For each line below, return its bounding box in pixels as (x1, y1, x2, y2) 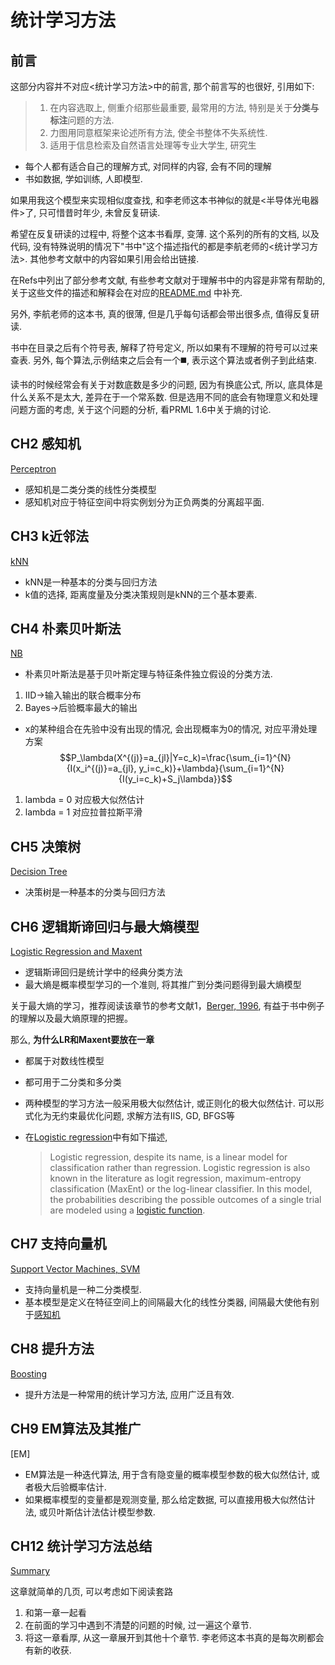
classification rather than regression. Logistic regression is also (49, 1162, 311, 1174)
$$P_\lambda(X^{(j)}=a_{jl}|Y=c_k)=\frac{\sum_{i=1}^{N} (59, 752, 292, 764)
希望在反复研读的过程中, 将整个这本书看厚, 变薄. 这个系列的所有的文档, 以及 (10, 228, 320, 240)
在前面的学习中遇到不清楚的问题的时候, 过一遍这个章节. (24, 1619, 252, 1631)
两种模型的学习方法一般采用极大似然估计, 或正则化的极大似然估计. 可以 (24, 1097, 316, 1110)
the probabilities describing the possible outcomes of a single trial (49, 1194, 322, 1206)
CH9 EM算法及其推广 (10, 1421, 142, 1438)
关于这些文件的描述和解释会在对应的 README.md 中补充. (10, 287, 243, 298)
